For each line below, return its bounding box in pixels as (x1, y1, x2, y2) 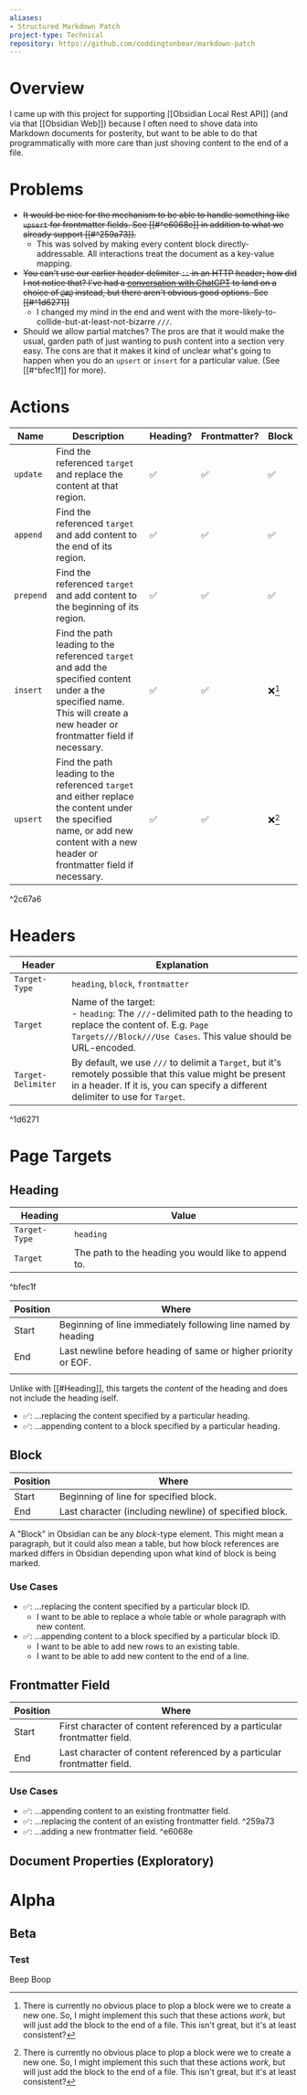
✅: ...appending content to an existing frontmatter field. (22, 1805, 231, 1816)
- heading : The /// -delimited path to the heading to (71, 1007, 293, 1020)
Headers (9, 926, 76, 947)
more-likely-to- (219, 307, 277, 318)
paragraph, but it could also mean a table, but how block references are (9, 1538, 280, 1549)
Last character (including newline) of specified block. (58, 1505, 288, 1518)
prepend (14, 590, 48, 601)
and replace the (56, 468, 123, 481)
